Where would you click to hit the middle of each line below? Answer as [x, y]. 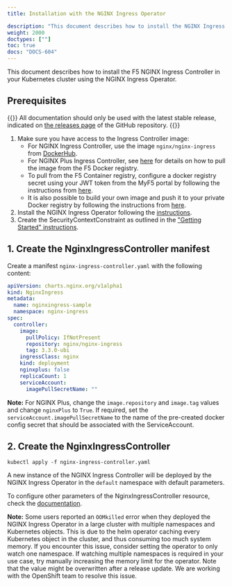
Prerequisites [37, 101]
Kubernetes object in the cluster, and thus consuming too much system [109, 539]
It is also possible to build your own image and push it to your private [126, 197]
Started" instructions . [48, 227]
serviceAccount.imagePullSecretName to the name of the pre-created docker [116, 417]
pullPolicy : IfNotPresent [63, 338]
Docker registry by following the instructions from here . [107, 205]
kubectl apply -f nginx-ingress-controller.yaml [79, 463]
